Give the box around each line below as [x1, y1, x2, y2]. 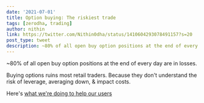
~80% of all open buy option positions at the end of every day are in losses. [6, 59, 197, 67]
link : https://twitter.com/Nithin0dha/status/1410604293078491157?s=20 [6, 32, 192, 38]
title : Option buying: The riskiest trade [6, 15, 116, 21]
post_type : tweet [6, 37, 51, 43]
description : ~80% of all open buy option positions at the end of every [6, 43, 199, 49]
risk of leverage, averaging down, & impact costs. [6, 77, 131, 85]
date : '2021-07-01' [6, 9, 56, 15]
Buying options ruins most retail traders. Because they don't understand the [6, 71, 197, 79]
